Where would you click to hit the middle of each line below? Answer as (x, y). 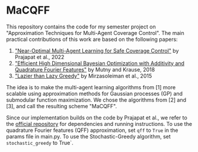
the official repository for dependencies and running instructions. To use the (99, 124)
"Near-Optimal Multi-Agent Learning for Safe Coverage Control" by (97, 50)
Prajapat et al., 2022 (39, 57)
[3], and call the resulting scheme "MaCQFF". (62, 106)
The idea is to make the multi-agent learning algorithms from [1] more (91, 87)
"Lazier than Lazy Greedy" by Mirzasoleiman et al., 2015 (83, 76)
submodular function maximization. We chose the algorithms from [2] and (96, 100)
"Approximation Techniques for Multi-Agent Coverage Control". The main (95, 33)
